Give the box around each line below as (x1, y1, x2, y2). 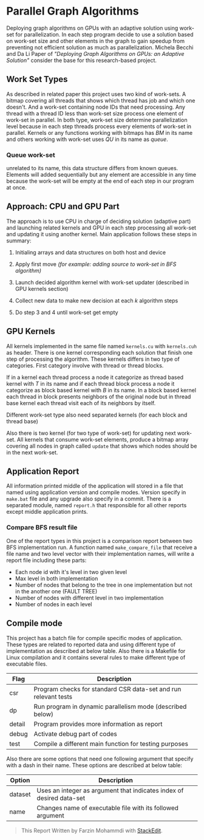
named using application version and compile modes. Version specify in (6, 489, 186, 496)
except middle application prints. (6, 508, 88, 516)
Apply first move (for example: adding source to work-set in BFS (15, 260, 177, 268)
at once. (6, 184, 27, 191)
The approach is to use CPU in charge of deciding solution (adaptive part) (6, 217, 191, 225)
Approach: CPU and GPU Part (6, 202, 120, 212)
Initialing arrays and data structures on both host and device (15, 248, 166, 256)
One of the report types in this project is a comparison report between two (6, 537, 193, 544)
